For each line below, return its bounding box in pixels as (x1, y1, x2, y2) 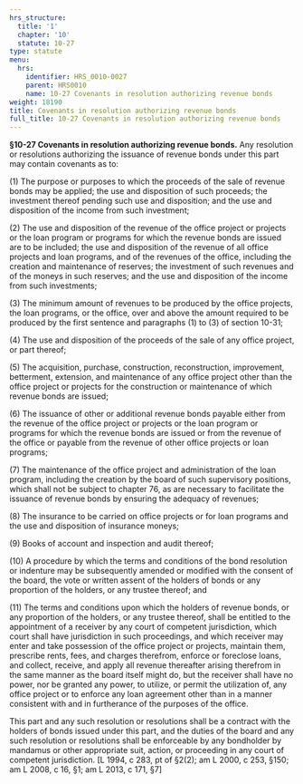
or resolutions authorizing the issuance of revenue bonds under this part (9, 149, 279, 160)
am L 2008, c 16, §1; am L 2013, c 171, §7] (9, 764, 163, 775)
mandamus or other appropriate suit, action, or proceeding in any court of (9, 745, 285, 756)
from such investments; (9, 280, 98, 291)
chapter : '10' (17, 30, 71, 39)
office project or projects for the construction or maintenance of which (9, 382, 273, 392)
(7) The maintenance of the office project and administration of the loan (9, 464, 277, 476)
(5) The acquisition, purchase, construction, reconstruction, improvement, (9, 362, 285, 373)
